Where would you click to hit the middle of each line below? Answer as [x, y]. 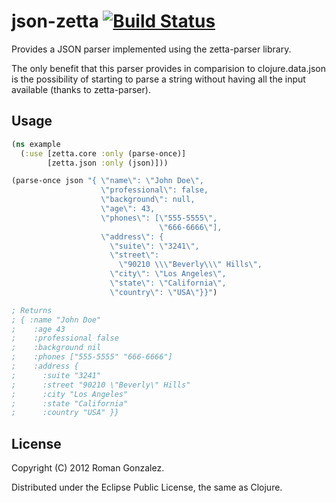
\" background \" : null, [148, 200]
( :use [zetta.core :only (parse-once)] [103, 153]
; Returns [32, 310]
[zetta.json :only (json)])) [108, 163]
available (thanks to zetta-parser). [81, 89]
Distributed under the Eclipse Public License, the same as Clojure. [147, 487]
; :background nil [56, 348]
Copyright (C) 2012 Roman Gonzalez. [88, 468]
